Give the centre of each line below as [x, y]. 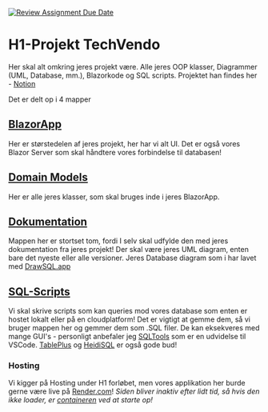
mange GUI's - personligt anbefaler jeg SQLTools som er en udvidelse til [127, 337]
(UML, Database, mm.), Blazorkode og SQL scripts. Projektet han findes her [133, 75]
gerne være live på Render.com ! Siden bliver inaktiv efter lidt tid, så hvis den [134, 391]
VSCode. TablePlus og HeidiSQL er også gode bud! [93, 345]
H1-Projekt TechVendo [84, 45]
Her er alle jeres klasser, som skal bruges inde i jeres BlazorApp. [114, 197]
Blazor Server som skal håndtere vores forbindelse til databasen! [115, 152]
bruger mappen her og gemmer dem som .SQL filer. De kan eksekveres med [134, 328]
